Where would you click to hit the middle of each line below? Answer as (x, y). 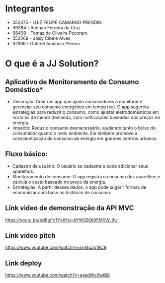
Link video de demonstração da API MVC (70, 208)
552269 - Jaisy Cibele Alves (41, 38)
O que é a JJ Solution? (52, 64)
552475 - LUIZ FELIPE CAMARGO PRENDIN (57, 22)
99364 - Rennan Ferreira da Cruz (46, 27)
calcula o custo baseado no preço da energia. (59, 182)
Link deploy (24, 263)
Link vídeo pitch (30, 236)
